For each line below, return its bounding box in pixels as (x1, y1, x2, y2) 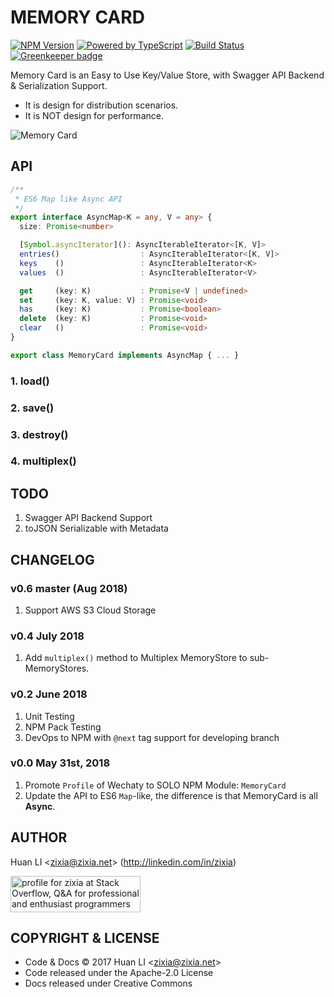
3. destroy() (10, 427, 69, 441)
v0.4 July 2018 (10, 629, 85, 643)
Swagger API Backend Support (24, 512, 153, 524)
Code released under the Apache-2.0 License (24, 967, 214, 979)
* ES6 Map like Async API (14, 194, 123, 204)
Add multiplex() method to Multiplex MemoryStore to (24, 652, 248, 664)
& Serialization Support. (10, 79, 108, 91)
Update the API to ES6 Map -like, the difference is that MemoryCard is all (24, 789, 318, 801)
